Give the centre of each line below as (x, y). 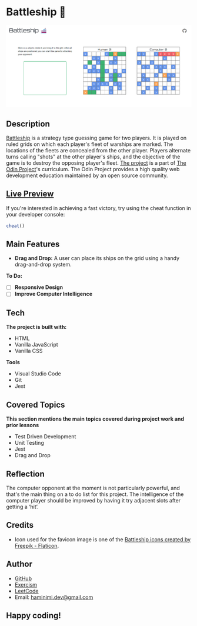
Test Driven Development (45, 437)
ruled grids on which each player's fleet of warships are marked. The (90, 144)
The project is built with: (36, 327)
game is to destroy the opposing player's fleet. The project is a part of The (96, 163)
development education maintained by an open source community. (87, 175)
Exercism (26, 584)
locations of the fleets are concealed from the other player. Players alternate (98, 150)
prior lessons (23, 425)
